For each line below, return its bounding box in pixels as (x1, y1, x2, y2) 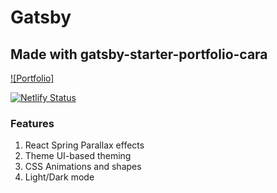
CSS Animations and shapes (24, 161, 142, 173)
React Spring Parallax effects (24, 139, 145, 151)
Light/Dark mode (24, 171, 95, 183)
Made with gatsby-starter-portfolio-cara (10, 46, 268, 63)
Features (10, 116, 55, 130)
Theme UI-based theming (24, 150, 132, 162)
